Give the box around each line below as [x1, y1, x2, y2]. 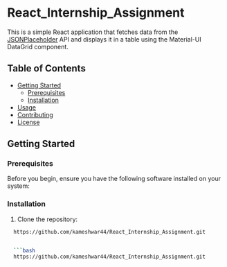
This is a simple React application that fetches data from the [7, 28, 179, 36]
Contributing [17, 110, 53, 119]
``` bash [13, 247, 36, 254]
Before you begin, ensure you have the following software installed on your [7, 175, 221, 183]
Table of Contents [7, 62, 87, 74]
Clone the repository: [17, 215, 78, 223]
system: [7, 182, 30, 190]
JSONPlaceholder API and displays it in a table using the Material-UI [7, 35, 202, 43]
